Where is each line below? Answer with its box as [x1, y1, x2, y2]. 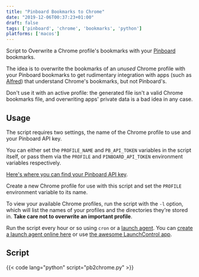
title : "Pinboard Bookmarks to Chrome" [6, 8, 105, 15]
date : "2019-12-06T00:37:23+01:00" [6, 14, 94, 20]
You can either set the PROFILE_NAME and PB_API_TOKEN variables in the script [6, 147, 192, 154]
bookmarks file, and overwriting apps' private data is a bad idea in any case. [6, 96, 193, 103]
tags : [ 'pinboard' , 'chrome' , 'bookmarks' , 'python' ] [6, 25, 143, 32]
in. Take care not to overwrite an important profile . [6, 213, 132, 220]
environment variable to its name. [6, 188, 88, 195]
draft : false [6, 20, 39, 26]
